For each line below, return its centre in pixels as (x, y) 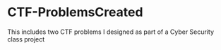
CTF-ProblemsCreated (75, 12)
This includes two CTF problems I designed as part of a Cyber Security (110, 32)
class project (26, 39)
